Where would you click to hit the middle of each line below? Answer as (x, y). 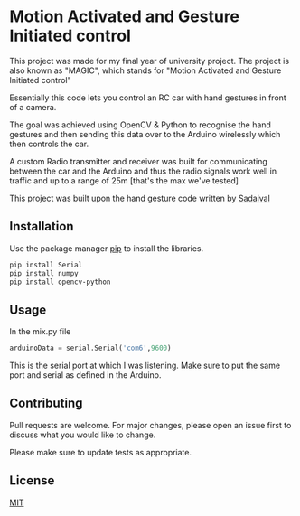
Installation (42, 226)
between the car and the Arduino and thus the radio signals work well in (143, 171)
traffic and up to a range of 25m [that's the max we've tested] (124, 180)
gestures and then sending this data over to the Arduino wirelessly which (145, 134)
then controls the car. (49, 144)
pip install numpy (44, 273)
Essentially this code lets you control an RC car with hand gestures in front (148, 98)
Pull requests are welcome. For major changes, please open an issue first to (150, 425)
